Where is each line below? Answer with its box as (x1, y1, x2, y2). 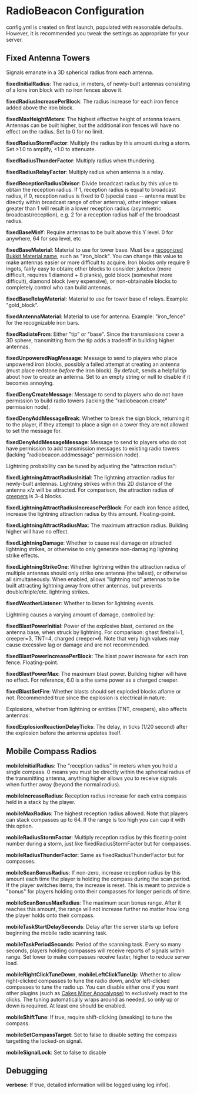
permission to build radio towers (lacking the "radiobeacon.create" (6, 397, 168, 404)
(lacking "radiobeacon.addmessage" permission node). (6, 451, 140, 458)
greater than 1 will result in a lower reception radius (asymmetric (6, 205, 162, 212)
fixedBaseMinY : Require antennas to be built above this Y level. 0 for (6, 228, 173, 236)
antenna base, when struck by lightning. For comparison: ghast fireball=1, (6, 628, 184, 636)
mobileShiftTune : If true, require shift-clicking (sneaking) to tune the (6, 1013, 172, 1020)
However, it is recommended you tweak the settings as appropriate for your (6, 29, 189, 36)
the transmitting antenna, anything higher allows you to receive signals (6, 775, 178, 782)
